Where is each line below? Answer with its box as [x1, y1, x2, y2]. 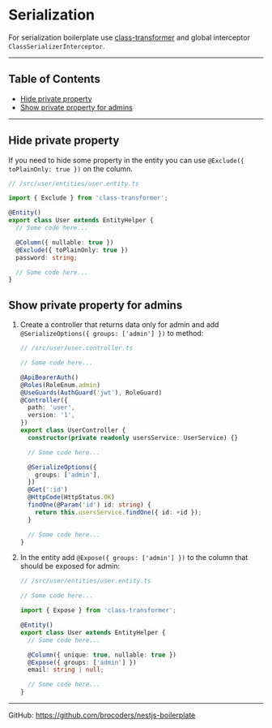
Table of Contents [8, 72, 101, 86]
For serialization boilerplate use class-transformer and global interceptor [8, 32, 251, 42]
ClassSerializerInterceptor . [8, 41, 105, 50]
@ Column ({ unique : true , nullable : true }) [28, 651, 176, 659]
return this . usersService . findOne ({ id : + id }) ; [35, 508, 202, 516]
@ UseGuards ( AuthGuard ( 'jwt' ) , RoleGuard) [19, 388, 163, 397]
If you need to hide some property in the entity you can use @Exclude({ [8, 155, 244, 165]
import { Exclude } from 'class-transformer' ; [8, 194, 168, 202]
